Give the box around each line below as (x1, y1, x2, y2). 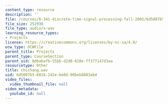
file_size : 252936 (5, 21, 43, 26)
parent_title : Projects (5, 49, 55, 54)
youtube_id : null (9, 91, 46, 96)
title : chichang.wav (5, 68, 48, 73)
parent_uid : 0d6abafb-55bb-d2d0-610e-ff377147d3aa (5, 58, 113, 63)
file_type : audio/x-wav (5, 26, 55, 31)
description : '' (5, 12, 39, 17)
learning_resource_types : (5, 30, 59, 35)
